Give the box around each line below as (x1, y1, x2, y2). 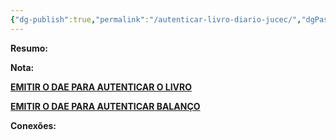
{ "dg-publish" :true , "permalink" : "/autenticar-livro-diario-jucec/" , (10, 14, 302, 25)
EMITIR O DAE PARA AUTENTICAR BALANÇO (10, 100, 201, 112)
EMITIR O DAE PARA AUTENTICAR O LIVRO (10, 81, 193, 93)
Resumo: (10, 42, 48, 54)
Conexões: (10, 119, 57, 131)
